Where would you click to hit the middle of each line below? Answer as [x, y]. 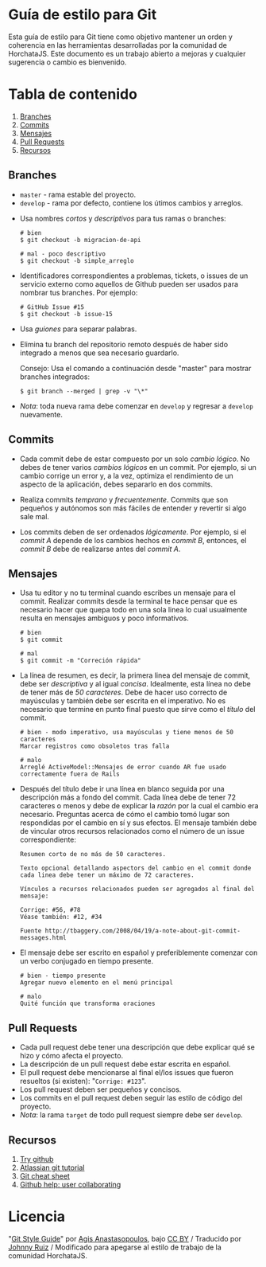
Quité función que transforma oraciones [87, 1004]
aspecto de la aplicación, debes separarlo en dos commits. [116, 484]
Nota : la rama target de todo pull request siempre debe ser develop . [131, 1115]
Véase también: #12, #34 [61, 917]
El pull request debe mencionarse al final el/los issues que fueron [127, 1073]
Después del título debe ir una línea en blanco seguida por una [122, 789]
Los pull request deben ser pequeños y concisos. [100, 1089]
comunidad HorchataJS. [48, 1255]
